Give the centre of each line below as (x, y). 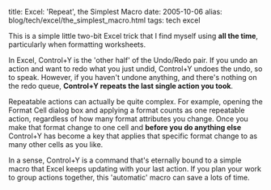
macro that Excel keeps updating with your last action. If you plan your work (135, 169)
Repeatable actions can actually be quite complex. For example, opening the (135, 101)
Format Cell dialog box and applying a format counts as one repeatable (127, 110)
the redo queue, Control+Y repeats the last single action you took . (121, 86)
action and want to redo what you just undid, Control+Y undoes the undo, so (135, 69)
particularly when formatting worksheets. (77, 44)
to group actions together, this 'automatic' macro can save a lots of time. (129, 177)
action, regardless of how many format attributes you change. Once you (128, 119)
